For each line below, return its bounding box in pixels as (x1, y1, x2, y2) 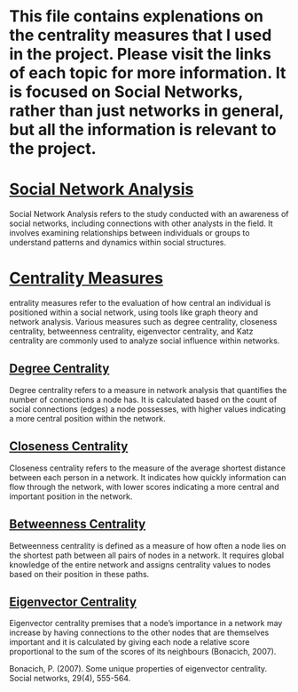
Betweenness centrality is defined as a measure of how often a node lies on (9, 540, 286, 551)
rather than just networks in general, (9, 101, 284, 121)
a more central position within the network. (9, 413, 166, 423)
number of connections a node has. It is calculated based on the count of (9, 394, 278, 405)
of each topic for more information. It (9, 63, 286, 84)
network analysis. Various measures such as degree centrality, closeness (9, 317, 278, 327)
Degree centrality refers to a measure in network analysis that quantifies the (9, 384, 287, 395)
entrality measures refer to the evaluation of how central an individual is (9, 298, 271, 309)
